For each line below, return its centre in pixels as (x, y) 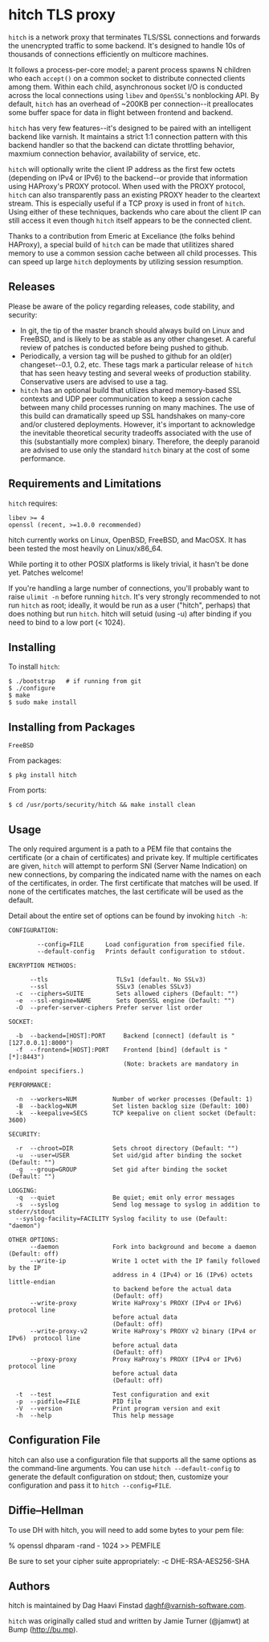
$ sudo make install (43, 702)
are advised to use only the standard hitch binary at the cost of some (135, 450)
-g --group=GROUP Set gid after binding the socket (122, 1169)
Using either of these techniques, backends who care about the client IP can (135, 211)
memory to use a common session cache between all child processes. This (132, 253)
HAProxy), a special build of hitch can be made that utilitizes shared (121, 244)
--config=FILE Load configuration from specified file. (142, 944)
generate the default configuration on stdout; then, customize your (118, 1476)
